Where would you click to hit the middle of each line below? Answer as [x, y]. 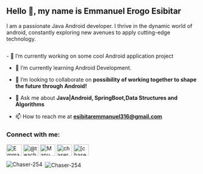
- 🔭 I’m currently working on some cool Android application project [90, 56]
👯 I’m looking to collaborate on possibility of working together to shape [106, 79]
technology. [21, 39]
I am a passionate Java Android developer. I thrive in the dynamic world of [99, 26]
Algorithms [30, 104]
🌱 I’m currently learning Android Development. [73, 68]
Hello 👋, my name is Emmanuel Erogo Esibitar [94, 11]
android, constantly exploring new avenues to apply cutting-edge [88, 32]
